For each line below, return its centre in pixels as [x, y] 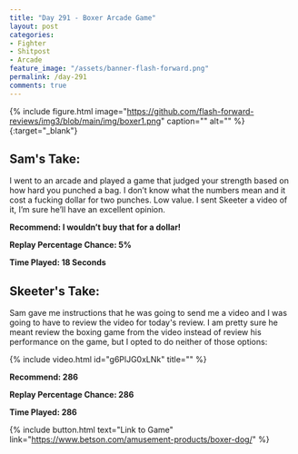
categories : [32, 35]
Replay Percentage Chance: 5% [70, 245]
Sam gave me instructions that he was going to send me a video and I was [149, 313]
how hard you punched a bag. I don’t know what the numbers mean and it [148, 191]
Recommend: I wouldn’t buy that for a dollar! [95, 227]
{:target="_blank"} [44, 130]
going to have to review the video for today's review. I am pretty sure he [144, 322]
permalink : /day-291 [49, 77]
